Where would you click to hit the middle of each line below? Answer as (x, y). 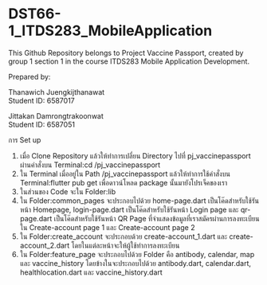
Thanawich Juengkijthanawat (57, 92)
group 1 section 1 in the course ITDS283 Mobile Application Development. (129, 61)
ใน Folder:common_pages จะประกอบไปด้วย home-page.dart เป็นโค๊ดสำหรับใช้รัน (139, 201)
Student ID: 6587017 (41, 100)
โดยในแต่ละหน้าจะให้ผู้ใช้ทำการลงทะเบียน (126, 245)
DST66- (35, 14)
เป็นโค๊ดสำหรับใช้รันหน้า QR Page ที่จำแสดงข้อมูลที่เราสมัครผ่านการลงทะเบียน (157, 218)
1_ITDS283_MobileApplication (110, 31)
